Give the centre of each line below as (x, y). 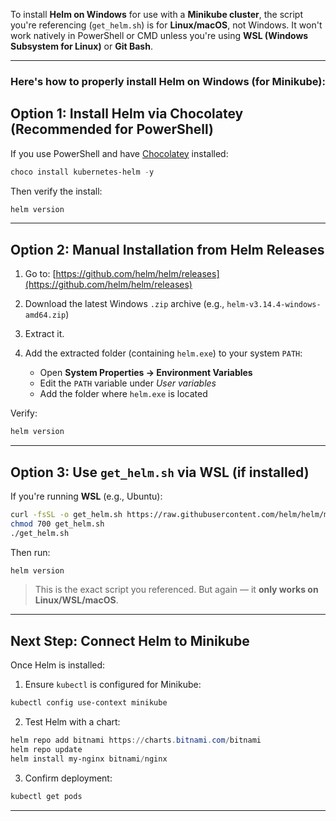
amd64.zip (45, 315)
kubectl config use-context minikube (89, 703)
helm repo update (46, 750)
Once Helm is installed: (58, 665)
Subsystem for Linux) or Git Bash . (81, 46)
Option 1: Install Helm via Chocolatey (127, 114)
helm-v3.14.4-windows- (274, 305)
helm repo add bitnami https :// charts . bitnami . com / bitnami (136, 740)
